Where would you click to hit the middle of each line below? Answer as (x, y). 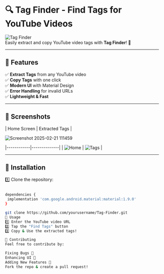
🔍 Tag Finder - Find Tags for (63, 10)
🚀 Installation (25, 167)
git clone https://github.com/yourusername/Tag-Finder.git (66, 213)
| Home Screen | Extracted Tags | (39, 128)
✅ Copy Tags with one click (33, 80)
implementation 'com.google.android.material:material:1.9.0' (72, 199)
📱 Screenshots (28, 117)
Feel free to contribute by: (35, 244)
